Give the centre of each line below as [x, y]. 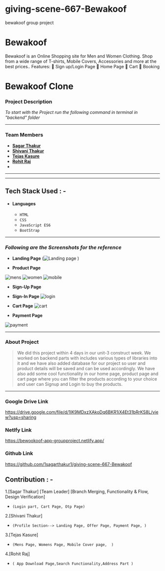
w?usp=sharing [21, 417]
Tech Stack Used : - [36, 191]
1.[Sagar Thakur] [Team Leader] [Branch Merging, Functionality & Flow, [77, 491]
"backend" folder [23, 118]
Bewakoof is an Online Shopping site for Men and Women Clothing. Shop [79, 56]
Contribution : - [29, 480]
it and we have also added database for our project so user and [81, 363]
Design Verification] [25, 496]
